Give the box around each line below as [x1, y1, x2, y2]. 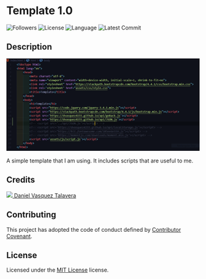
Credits [6, 175, 36, 185]
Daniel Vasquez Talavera [13, 191, 77, 199]
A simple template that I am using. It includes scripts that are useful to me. [6, 157, 194, 164]
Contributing [6, 210, 56, 220]
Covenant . [6, 232, 32, 240]
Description [6, 42, 52, 52]
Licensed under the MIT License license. [6, 266, 109, 273]
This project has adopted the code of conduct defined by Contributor [6, 226, 181, 233]
